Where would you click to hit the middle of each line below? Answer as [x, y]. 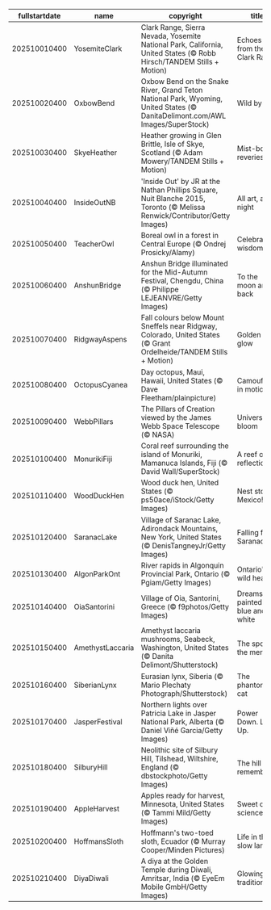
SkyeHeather [96, 153]
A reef [247, 454]
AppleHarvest [96, 808]
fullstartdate [40, 15]
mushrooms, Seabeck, [178, 640]
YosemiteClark [98, 48]
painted [249, 602]
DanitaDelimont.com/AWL [183, 115]
